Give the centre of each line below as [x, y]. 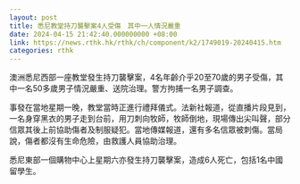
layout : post [33, 17]
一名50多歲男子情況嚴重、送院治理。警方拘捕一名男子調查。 [127, 88]
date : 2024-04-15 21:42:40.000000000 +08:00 [93, 34]
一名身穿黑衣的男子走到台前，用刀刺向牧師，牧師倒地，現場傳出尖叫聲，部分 [150, 119]
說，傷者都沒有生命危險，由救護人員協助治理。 [95, 141]
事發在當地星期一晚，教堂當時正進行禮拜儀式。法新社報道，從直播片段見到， [150, 107]
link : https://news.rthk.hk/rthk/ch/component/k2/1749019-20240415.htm [145, 42]
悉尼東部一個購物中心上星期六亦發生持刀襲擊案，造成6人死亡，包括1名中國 [146, 160]
